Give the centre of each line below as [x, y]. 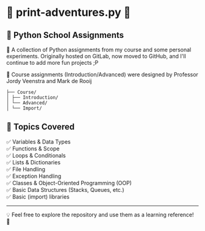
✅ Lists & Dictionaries [34, 162]
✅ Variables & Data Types [39, 141]
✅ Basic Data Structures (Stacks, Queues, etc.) [65, 189]
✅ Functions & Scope [33, 148]
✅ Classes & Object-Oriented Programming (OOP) [69, 183]
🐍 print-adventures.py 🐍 [69, 13]
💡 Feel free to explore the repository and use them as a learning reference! [100, 215]
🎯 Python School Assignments [65, 35]
